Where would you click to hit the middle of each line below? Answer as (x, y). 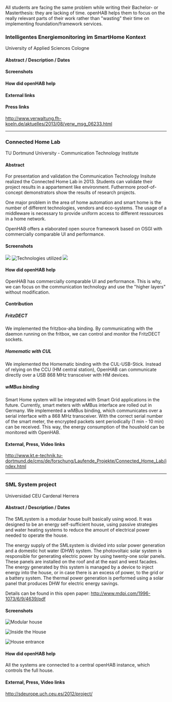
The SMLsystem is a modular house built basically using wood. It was (79, 519)
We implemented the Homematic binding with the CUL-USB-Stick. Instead (83, 364)
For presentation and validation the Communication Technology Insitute (81, 176)
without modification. (28, 292)
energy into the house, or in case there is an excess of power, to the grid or (84, 572)
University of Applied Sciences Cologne (47, 48)
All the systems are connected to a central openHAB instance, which (78, 665)
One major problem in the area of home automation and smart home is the (83, 203)
